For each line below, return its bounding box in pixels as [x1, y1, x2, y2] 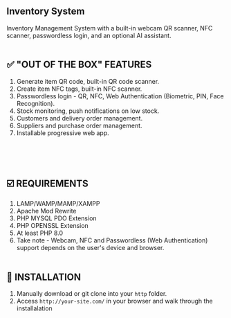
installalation [16, 304, 53, 312]
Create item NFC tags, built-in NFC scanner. [16, 85, 142, 93]
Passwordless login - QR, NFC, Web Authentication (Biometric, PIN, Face [16, 91, 224, 100]
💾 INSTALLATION [6, 271, 81, 283]
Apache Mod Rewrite [16, 207, 77, 215]
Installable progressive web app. [16, 128, 110, 137]
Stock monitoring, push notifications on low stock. [16, 107, 160, 115]
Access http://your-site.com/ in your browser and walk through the [16, 297, 214, 306]
